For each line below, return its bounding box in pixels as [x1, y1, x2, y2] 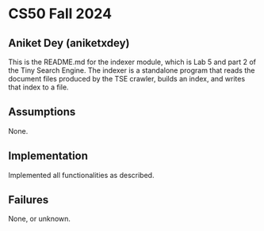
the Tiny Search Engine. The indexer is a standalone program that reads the [8, 66, 255, 75]
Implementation [8, 150, 89, 163]
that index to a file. [8, 82, 69, 92]
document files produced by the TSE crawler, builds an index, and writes [8, 74, 246, 83]
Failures [8, 193, 49, 206]
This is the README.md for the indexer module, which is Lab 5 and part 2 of [8, 57, 256, 66]
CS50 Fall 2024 [8, 5, 113, 23]
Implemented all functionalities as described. [8, 170, 155, 180]
